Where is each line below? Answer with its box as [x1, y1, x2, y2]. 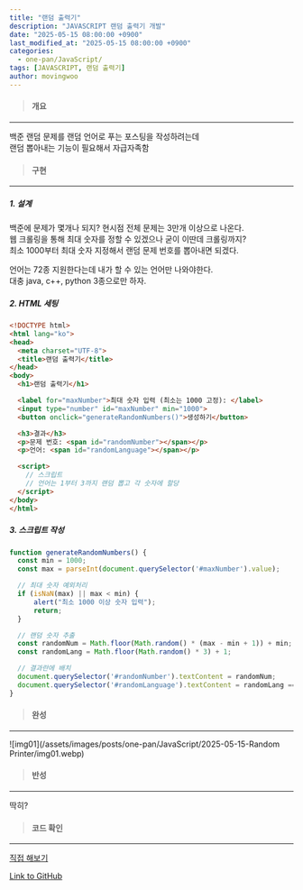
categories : [9, 47, 54, 56]
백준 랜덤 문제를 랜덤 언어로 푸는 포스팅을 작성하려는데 [9, 131, 200, 142]
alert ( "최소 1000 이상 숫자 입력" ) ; [32, 597, 156, 607]
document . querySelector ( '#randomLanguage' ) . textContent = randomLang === [17, 680, 300, 690]
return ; [32, 606, 63, 615]
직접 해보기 [9, 853, 49, 864]
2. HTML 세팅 [9, 298, 59, 308]
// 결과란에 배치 [17, 664, 71, 673]
